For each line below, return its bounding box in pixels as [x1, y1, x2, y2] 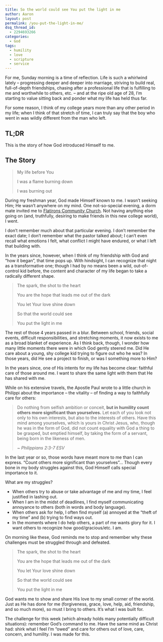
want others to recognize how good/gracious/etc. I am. [12, 525, 123, 531]
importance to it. [5, 470, 38, 476]
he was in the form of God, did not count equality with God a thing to [17, 425, 155, 431]
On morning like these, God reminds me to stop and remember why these [5, 534, 152, 540]
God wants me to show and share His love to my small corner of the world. [5, 596, 155, 602]
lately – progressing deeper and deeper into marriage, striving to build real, [5, 80, 155, 86]
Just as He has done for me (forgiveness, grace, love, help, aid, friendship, [5, 601, 155, 607]
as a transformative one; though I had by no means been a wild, [5, 263, 133, 268]
